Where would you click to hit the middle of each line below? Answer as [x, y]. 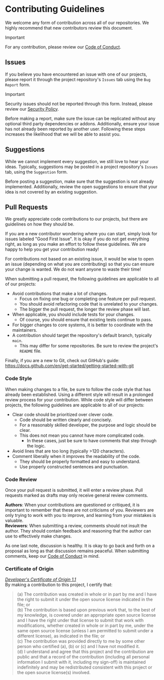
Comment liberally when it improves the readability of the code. [76, 456]
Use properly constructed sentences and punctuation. [74, 467]
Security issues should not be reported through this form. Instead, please [79, 104]
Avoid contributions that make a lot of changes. [60, 294]
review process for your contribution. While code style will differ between [79, 399]
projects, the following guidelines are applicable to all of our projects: [75, 405]
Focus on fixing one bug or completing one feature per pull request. [88, 299]
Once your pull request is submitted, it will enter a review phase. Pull [74, 490]
